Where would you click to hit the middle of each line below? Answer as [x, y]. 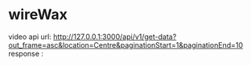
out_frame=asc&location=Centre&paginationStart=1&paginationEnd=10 [126, 45]
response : [26, 53]
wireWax [38, 15]
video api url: [30, 37]
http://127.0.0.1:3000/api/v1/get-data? [115, 37]
